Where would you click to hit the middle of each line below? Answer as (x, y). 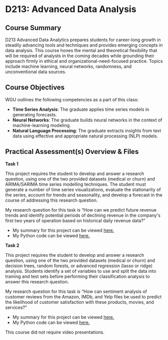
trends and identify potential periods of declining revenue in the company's (83, 215)
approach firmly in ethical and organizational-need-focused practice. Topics (84, 61)
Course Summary (33, 28)
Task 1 (12, 163)
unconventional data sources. (36, 72)
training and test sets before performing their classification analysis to (77, 276)
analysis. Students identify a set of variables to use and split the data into (81, 271)
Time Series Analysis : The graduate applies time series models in (81, 109)
